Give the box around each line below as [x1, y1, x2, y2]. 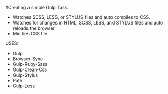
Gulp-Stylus [12, 72, 38, 78]
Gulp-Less [12, 83, 35, 89]
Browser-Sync [12, 56, 43, 62]
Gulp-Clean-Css [12, 66, 47, 73]
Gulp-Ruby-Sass [12, 61, 47, 67]
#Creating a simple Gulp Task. [5, 5, 69, 10]
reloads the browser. [12, 25, 56, 31]
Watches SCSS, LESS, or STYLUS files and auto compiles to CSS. [12, 14, 150, 20]
